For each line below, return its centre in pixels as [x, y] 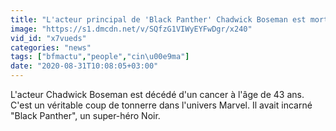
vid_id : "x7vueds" [48, 38]
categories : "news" [51, 47]
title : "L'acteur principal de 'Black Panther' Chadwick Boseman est [158, 19]
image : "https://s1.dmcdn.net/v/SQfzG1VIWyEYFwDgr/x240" [131, 29]
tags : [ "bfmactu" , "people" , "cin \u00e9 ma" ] [100, 57]
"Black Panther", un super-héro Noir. [85, 115]
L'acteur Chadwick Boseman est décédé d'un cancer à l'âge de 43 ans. [157, 94]
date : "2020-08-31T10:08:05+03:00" [84, 66]
